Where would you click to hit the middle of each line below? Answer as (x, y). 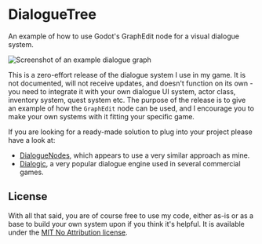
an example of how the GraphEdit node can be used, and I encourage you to (131, 108)
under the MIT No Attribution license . (68, 232)
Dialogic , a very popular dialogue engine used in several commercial (130, 163)
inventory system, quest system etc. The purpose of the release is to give (127, 100)
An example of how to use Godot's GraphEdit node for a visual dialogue (124, 36)
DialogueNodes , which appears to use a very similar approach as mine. (135, 155)
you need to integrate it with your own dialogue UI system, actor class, (122, 91)
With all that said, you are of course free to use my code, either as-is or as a (131, 215)
